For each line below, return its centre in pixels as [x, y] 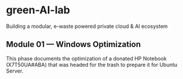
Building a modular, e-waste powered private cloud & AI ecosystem [87, 26]
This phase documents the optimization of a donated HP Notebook [87, 58]
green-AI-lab [38, 10]
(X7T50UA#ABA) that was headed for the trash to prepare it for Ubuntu [92, 64]
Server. [15, 71]
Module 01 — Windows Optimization [74, 44]
